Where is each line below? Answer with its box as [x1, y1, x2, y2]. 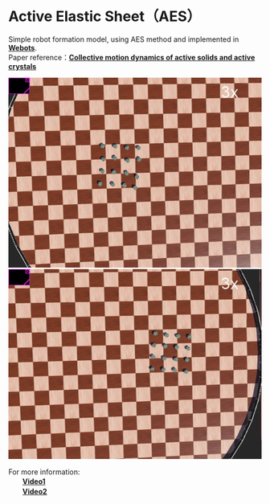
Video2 [22, 486, 47, 496]
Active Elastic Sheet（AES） [8, 7, 202, 26]
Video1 [22, 476, 46, 486]
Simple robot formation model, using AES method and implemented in [8, 34, 239, 44]
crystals [8, 61, 37, 71]
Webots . [8, 43, 38, 52]
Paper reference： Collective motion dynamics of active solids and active [8, 52, 256, 62]
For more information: [8, 467, 80, 477]
